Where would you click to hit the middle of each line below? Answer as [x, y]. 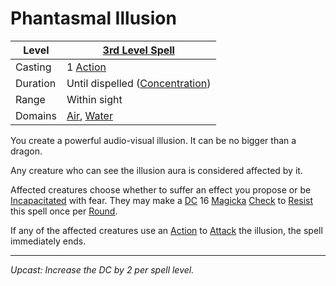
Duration [36, 83]
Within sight [94, 99]
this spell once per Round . [64, 211]
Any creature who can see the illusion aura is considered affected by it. [156, 170]
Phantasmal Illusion [93, 18]
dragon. [26, 151]
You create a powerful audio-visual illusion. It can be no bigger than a [153, 140]
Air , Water [89, 115]
